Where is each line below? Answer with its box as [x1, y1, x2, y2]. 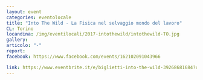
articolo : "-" [6, 43, 42, 49]
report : [6, 48, 26, 54]
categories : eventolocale [6, 14, 71, 20]
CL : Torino [6, 25, 34, 32]
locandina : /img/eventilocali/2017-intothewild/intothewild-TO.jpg [6, 31, 180, 37]
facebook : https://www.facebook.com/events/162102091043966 [6, 54, 161, 60]
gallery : [6, 37, 28, 43]
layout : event [6, 8, 42, 15]
